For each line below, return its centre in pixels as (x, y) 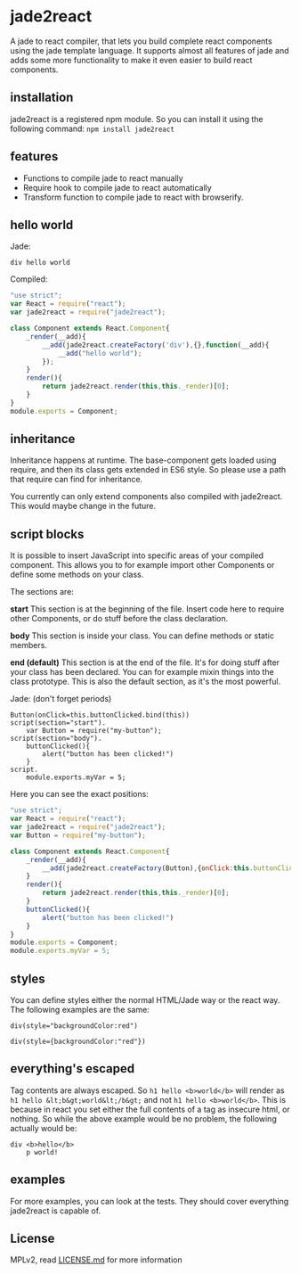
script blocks (47, 534)
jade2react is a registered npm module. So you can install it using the (137, 119)
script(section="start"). (58, 723)
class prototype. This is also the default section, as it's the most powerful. (146, 682)
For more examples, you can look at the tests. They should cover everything (150, 1201)
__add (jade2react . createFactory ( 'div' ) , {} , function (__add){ (156, 345)
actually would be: (44, 1128)
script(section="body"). (56, 739)
